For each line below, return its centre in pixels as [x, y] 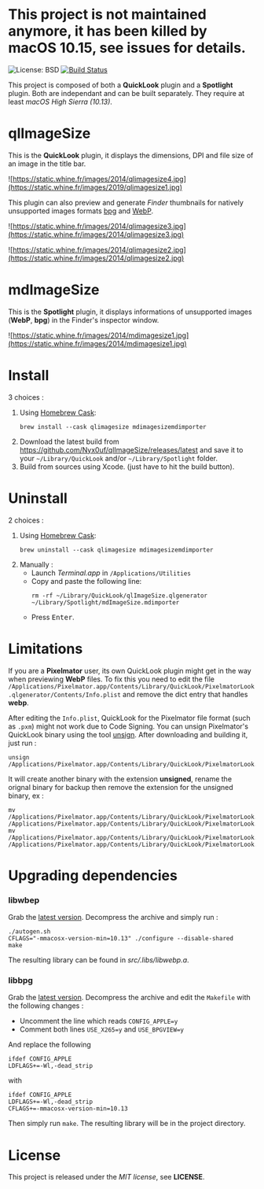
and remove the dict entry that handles [185, 694]
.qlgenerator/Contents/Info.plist [65, 695]
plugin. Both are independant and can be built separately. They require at [126, 93]
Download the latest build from [69, 441]
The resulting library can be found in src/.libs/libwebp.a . [99, 960]
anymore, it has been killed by [108, 31]
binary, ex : [26, 796]
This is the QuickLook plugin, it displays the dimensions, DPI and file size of [131, 155]
